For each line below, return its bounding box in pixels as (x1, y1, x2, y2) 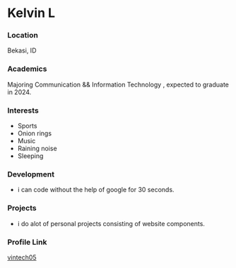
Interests (7, 105, 39, 115)
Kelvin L (7, 5, 55, 21)
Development (7, 169, 55, 179)
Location (7, 30, 39, 40)
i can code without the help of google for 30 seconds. (17, 186, 175, 194)
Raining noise (17, 144, 58, 153)
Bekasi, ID (7, 46, 37, 55)
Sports (17, 122, 37, 130)
